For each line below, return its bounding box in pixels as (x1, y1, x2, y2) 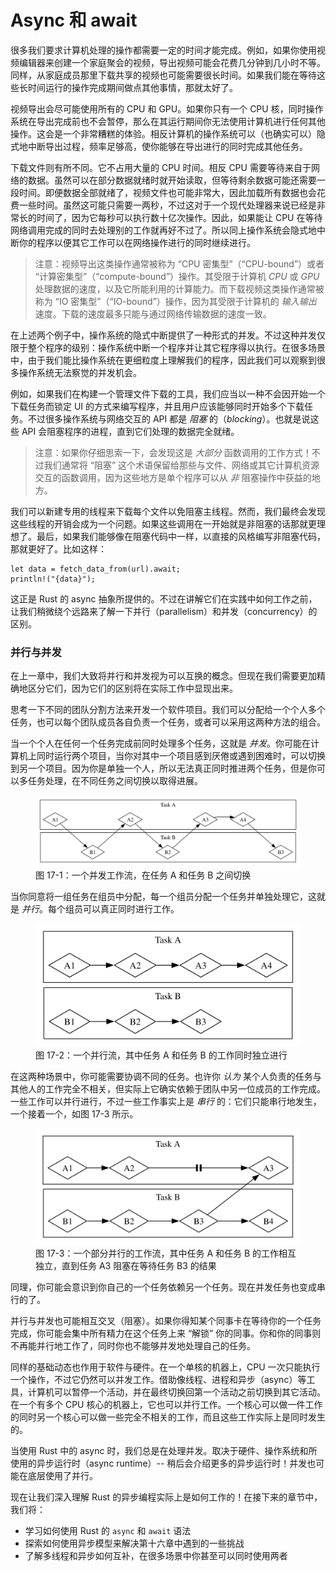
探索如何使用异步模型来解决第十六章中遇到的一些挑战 (24, 1537, 245, 1549)
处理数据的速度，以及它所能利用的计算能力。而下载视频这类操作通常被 (34, 282, 325, 295)
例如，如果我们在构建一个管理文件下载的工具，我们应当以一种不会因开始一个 (10, 387, 326, 400)
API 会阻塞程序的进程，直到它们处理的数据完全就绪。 (21, 425, 240, 437)
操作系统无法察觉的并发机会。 (18, 366, 142, 378)
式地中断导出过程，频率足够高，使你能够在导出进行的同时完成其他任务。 (10, 140, 308, 152)
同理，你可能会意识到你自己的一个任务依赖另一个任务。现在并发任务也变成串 (10, 1281, 326, 1293)
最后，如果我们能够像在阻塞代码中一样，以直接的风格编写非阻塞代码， (36, 530, 326, 542)
